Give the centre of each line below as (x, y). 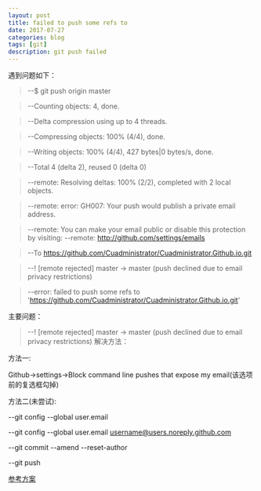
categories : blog (36, 37)
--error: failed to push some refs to (83, 292)
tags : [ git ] (27, 45)
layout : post (29, 15)
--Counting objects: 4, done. (73, 106)
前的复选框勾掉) (34, 385)
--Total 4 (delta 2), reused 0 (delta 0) (87, 167)
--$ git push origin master (69, 91)
